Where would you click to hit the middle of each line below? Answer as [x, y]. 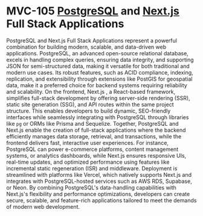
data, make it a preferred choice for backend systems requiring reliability [97, 85]
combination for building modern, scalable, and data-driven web [86, 47]
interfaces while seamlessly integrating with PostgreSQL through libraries [98, 117]
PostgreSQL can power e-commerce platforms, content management [92, 149]
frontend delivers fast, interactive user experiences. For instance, [88, 143]
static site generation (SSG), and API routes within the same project [90, 104]
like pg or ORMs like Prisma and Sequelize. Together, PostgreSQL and [93, 123]
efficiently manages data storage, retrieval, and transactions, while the [94, 136]
